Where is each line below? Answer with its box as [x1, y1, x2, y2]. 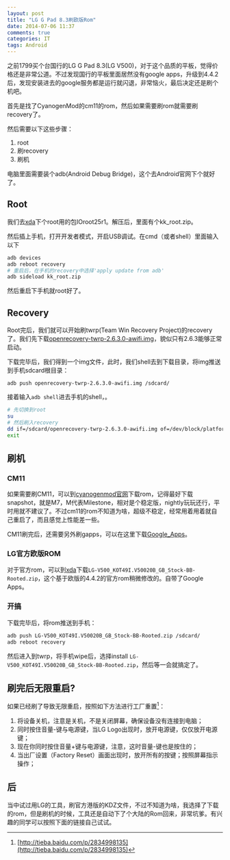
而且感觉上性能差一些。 [36, 516, 103, 524]
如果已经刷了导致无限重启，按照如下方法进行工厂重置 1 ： [7, 701, 166, 710]
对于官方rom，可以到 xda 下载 [7, 566, 89, 574]
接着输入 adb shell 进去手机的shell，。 [7, 393, 112, 401]
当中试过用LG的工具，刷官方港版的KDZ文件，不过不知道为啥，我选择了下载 [7, 800, 219, 809]
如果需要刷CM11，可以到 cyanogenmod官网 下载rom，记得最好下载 [7, 490, 194, 498]
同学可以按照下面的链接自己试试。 [18, 818, 115, 826]
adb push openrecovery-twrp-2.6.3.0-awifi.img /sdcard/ [7, 380, 170, 387]
